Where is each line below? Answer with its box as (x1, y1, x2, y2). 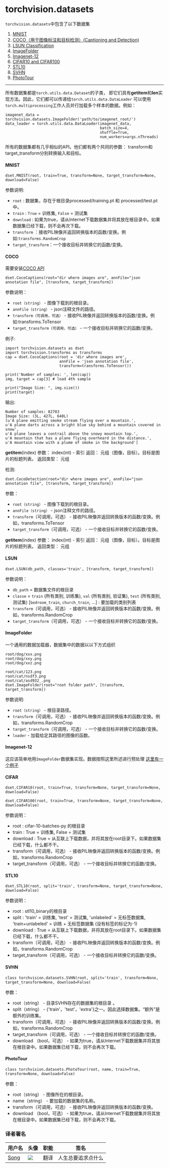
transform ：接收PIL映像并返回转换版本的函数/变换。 (12, 229, 122, 235)
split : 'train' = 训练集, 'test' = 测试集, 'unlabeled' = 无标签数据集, (12, 914, 146, 920)
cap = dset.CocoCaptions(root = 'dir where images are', (5, 355, 127, 360)
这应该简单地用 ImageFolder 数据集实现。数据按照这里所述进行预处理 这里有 (5, 756, 159, 762)
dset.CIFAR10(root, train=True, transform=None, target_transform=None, (5, 785, 161, 791)
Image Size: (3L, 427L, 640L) (5, 414, 69, 419)
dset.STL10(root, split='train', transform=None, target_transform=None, (5, 884, 163, 889)
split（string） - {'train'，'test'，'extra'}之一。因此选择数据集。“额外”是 (12, 1006, 160, 1012)
